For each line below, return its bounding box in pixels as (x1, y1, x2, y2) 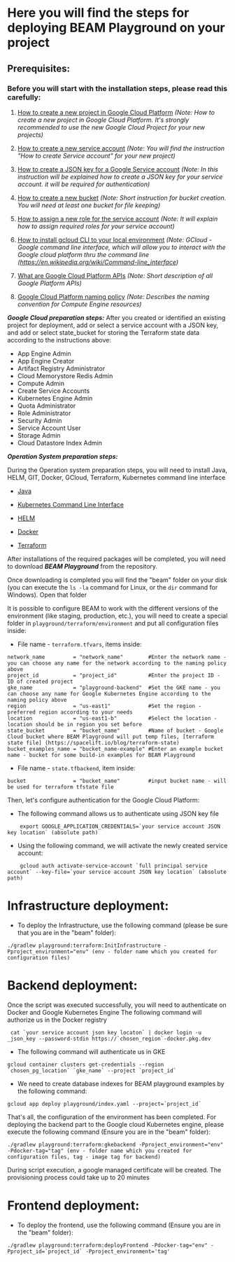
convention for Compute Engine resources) (17, 300, 142, 308)
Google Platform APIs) (17, 279, 82, 287)
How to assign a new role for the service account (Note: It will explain (17, 214, 218, 223)
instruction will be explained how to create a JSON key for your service (17, 172, 223, 181)
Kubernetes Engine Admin (17, 394, 93, 402)
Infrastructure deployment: (7, 898, 169, 914)
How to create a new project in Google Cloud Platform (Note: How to (17, 108, 215, 116)
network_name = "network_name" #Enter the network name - (7, 653, 227, 660)
